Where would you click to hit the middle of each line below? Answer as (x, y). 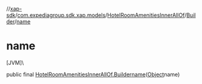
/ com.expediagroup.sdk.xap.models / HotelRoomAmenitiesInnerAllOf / (101, 15)
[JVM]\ (15, 62)
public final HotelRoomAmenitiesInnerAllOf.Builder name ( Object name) (93, 74)
